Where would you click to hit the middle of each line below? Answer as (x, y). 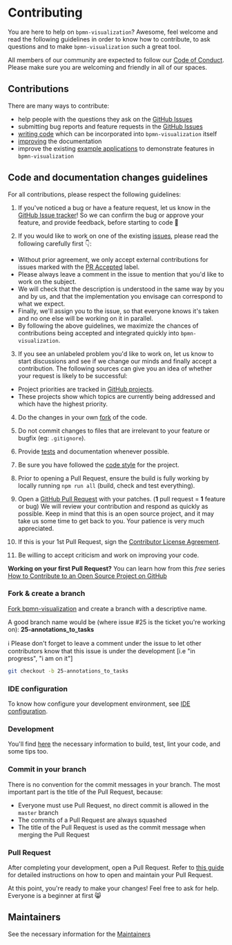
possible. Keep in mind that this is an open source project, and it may (116, 514)
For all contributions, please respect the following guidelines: (95, 194)
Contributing (45, 13)
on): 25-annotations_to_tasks (51, 629)
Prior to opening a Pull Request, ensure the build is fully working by (113, 478)
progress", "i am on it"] (40, 658)
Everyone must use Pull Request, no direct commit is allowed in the (113, 805)
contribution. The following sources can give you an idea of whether (115, 368)
